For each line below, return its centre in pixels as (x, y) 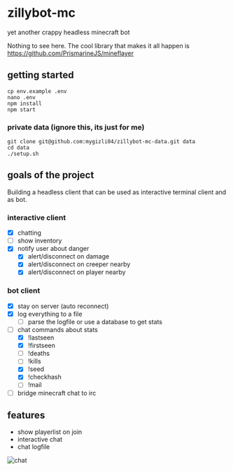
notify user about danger (53, 249)
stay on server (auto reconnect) (63, 306)
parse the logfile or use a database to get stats (95, 321)
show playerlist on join (50, 432)
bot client (24, 291)
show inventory (40, 241)
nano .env (22, 97)
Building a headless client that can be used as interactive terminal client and (117, 192)
